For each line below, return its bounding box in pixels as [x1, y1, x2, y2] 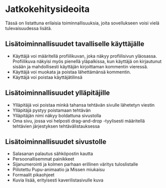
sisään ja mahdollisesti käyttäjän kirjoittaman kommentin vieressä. [12, 63, 148, 69]
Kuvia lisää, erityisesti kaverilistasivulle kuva [12, 177, 103, 183]
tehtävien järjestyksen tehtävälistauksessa [12, 123, 100, 129]
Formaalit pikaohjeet [12, 172, 55, 178]
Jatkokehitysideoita [5, 3, 90, 15]
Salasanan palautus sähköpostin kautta [12, 151, 93, 157]
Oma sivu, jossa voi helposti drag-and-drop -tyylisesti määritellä [12, 118, 145, 124]
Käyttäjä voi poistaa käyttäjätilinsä [12, 74, 82, 80]
